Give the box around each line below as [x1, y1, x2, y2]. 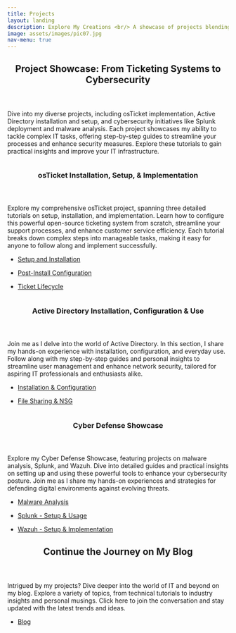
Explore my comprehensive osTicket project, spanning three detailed [7, 204, 206, 212]
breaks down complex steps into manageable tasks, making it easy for [7, 234, 211, 242]
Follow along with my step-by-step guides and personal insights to [7, 355, 200, 363]
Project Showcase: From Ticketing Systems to [15, 63, 221, 75]
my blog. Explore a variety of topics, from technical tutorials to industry [7, 589, 213, 597]
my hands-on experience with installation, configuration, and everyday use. [7, 347, 226, 356]
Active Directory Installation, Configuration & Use [32, 306, 204, 316]
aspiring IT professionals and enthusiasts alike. [7, 369, 143, 378]
